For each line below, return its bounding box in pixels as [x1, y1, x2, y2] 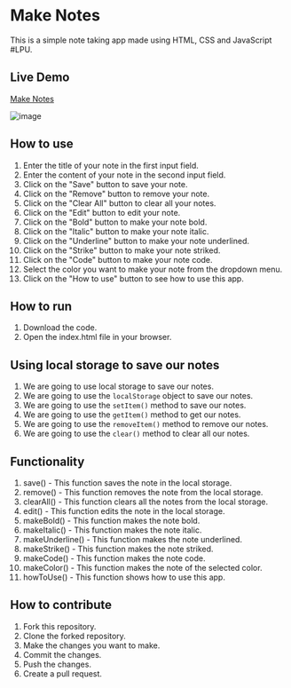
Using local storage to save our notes [10, 357, 220, 373]
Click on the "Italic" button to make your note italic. [22, 225, 209, 236]
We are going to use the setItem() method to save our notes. [22, 400, 247, 411]
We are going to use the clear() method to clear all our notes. [22, 428, 250, 439]
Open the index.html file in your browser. [22, 332, 172, 343]
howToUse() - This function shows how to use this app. [22, 572, 225, 582]
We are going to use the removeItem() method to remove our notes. [22, 419, 269, 430]
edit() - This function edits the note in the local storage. [22, 506, 225, 516]
